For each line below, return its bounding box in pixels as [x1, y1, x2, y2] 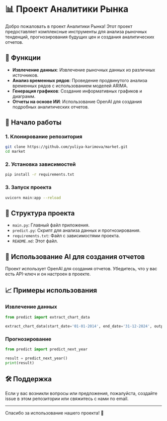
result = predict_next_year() [5, 356, 68, 361]
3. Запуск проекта [5, 184, 52, 191]
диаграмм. [12, 93, 36, 99]
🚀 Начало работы [5, 118, 62, 127]
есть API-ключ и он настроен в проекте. [5, 271, 91, 277]
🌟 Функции [5, 54, 41, 62]
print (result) [5, 360, 35, 365]
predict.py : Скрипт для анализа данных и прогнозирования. [12, 227, 141, 233]
